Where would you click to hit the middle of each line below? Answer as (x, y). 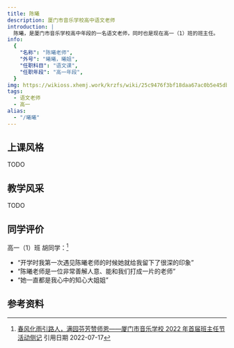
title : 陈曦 (23, 14)
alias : (17, 111)
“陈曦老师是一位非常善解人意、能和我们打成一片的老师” (96, 271)
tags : (15, 91)
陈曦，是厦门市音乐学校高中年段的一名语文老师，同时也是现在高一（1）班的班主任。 (116, 33)
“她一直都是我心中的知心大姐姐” (63, 280)
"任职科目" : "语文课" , (49, 66)
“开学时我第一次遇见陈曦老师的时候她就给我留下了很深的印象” (106, 262)
